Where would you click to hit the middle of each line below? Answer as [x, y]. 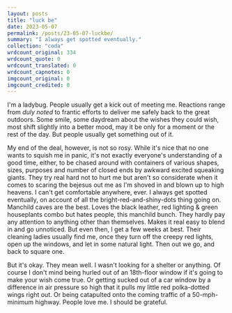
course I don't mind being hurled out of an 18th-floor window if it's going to [115, 273]
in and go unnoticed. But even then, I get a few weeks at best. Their [104, 229]
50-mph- [205, 295]
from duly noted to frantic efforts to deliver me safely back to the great [109, 112]
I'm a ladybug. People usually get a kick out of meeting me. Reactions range [116, 105]
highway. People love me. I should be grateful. [101, 302]
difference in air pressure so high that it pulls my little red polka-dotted [108, 287]
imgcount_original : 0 [39, 78]
